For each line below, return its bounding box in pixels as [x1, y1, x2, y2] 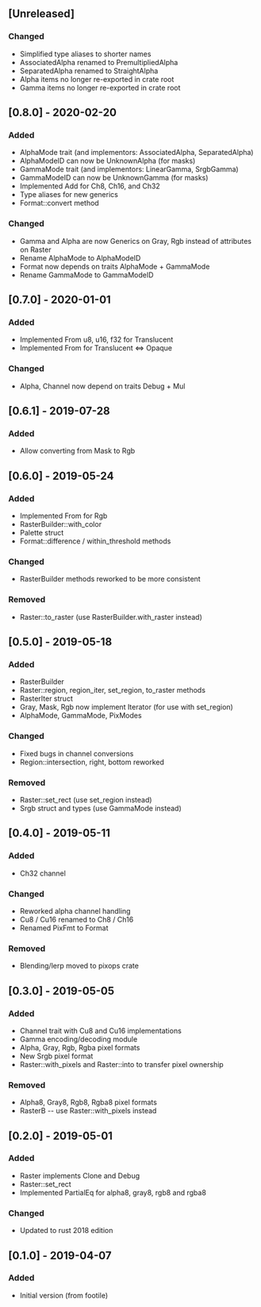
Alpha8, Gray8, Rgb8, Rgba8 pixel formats [19, 1097, 157, 1108]
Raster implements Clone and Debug [19, 1170, 140, 1180]
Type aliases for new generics [19, 190, 119, 199]
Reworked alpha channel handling [19, 906, 131, 915]
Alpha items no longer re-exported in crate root [19, 74, 175, 83]
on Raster [19, 245, 52, 254]
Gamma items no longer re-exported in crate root [19, 83, 181, 92]
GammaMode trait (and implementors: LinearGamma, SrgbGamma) [19, 164, 240, 174]
